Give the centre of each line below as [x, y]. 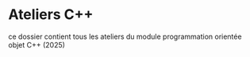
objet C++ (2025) [37, 44]
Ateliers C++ [51, 15]
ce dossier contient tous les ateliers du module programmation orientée [125, 36]
